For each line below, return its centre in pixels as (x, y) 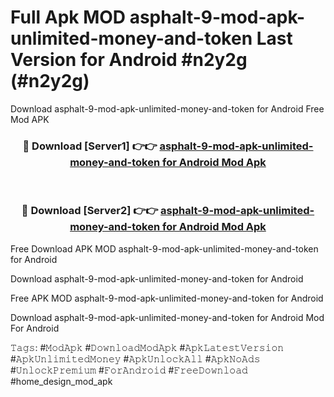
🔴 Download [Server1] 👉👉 (90, 146)
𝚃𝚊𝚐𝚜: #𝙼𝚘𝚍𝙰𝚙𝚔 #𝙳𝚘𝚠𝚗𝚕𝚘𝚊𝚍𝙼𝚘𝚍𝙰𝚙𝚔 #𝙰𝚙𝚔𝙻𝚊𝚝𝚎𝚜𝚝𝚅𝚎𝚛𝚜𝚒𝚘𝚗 (147, 347)
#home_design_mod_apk (61, 381)
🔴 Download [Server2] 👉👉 (90, 211)
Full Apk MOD (68, 17)
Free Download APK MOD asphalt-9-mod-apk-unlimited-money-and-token (164, 248)
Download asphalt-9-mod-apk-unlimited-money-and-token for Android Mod (167, 317)
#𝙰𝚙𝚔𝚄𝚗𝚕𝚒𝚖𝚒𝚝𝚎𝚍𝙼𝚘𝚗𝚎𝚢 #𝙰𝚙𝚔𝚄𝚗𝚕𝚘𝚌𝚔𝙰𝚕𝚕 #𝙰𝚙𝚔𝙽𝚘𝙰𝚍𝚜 (135, 358)
